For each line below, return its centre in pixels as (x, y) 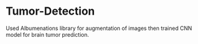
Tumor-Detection (50, 11)
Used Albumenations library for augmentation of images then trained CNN (99, 28)
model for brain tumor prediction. (47, 34)
